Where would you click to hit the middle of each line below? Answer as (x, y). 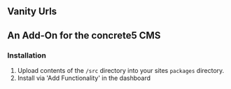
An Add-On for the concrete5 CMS (84, 35)
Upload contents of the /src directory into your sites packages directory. (121, 71)
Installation (27, 55)
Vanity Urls (32, 12)
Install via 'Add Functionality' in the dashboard (84, 78)
